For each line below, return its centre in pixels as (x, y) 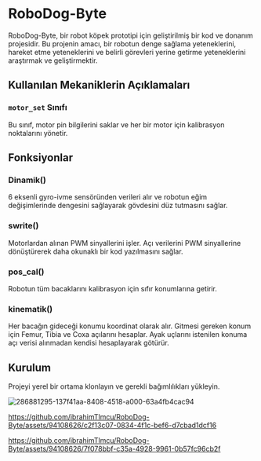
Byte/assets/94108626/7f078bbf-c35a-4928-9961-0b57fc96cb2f (114, 449)
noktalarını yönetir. (38, 133)
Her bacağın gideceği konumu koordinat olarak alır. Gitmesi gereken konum (130, 326)
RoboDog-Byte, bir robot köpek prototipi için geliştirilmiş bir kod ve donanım (130, 35)
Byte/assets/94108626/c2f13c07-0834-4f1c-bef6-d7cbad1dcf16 (112, 426)
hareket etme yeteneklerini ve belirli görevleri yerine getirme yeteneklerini (127, 52)
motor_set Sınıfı (38, 108)
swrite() (24, 226)
